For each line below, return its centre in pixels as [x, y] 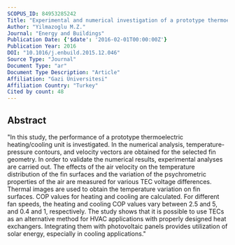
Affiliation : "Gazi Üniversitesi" [58, 79]
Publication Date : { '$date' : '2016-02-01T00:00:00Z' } [87, 40]
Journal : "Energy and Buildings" [56, 33]
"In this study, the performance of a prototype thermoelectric [95, 136]
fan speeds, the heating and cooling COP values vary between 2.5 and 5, [113, 204]
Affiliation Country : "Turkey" [53, 85]
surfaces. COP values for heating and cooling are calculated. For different [113, 196]
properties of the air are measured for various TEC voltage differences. [109, 181]
